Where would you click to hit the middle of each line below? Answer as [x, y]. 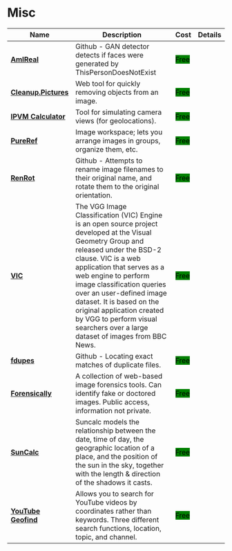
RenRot [23, 178]
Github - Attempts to [109, 161]
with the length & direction [118, 473]
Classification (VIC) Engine [119, 215]
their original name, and [114, 178]
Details [210, 35]
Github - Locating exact [114, 356]
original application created [120, 310]
